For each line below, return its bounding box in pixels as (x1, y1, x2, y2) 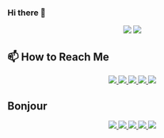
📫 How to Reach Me (7, 50, 109, 63)
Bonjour (7, 99, 48, 113)
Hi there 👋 (7, 7, 47, 18)
